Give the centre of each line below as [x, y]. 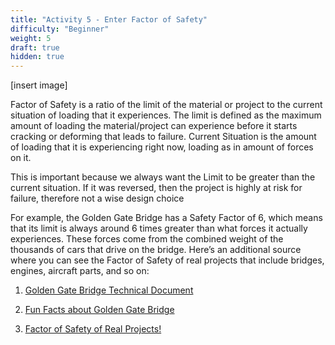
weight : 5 [31, 38]
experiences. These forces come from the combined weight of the [147, 239]
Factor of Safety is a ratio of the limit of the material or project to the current [166, 105]
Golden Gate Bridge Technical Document [109, 290]
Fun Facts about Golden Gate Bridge [99, 310]
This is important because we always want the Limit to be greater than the [163, 177]
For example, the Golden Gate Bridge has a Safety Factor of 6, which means [166, 218]
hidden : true [37, 57]
